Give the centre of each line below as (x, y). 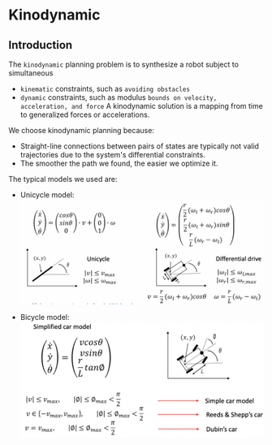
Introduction (41, 45)
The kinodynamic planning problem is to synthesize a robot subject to (124, 64)
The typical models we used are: (63, 179)
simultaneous (31, 73)
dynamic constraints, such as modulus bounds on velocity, (119, 97)
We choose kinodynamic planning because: (81, 130)
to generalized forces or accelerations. (85, 114)
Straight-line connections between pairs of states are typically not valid (140, 146)
